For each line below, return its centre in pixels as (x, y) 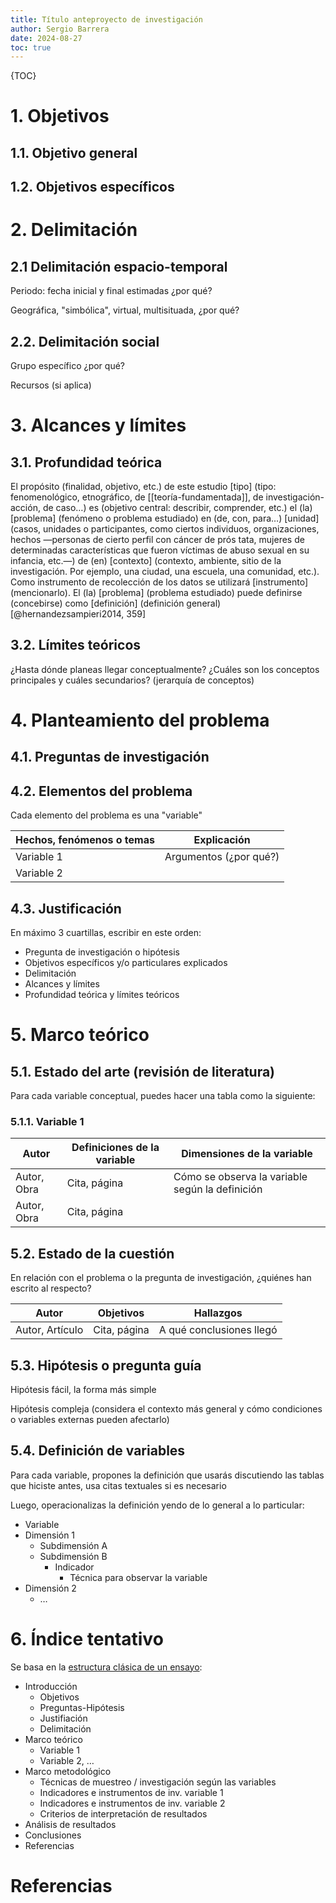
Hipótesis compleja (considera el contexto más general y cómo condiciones (166, 1408)
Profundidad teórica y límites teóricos (102, 995)
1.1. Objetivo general (74, 152)
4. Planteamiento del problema (140, 720)
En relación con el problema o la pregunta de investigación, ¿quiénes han (161, 1278)
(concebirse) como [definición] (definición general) (116, 603)
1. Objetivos (60, 116)
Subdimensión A (73, 1545)
